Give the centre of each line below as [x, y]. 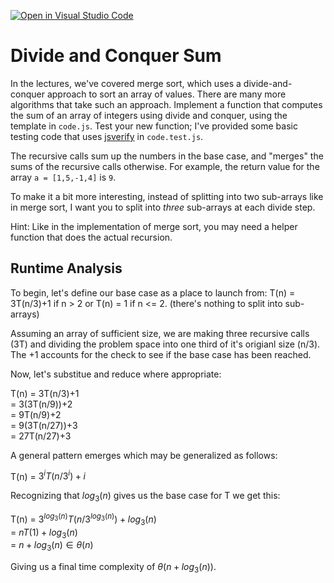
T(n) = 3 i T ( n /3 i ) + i [48, 475]
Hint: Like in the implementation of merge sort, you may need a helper [154, 226]
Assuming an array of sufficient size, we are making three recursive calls [160, 333]
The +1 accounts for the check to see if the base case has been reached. [161, 354]
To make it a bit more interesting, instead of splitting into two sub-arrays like [167, 196]
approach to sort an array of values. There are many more [166, 94]
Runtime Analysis [66, 268]
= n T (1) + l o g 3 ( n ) [44, 533]
